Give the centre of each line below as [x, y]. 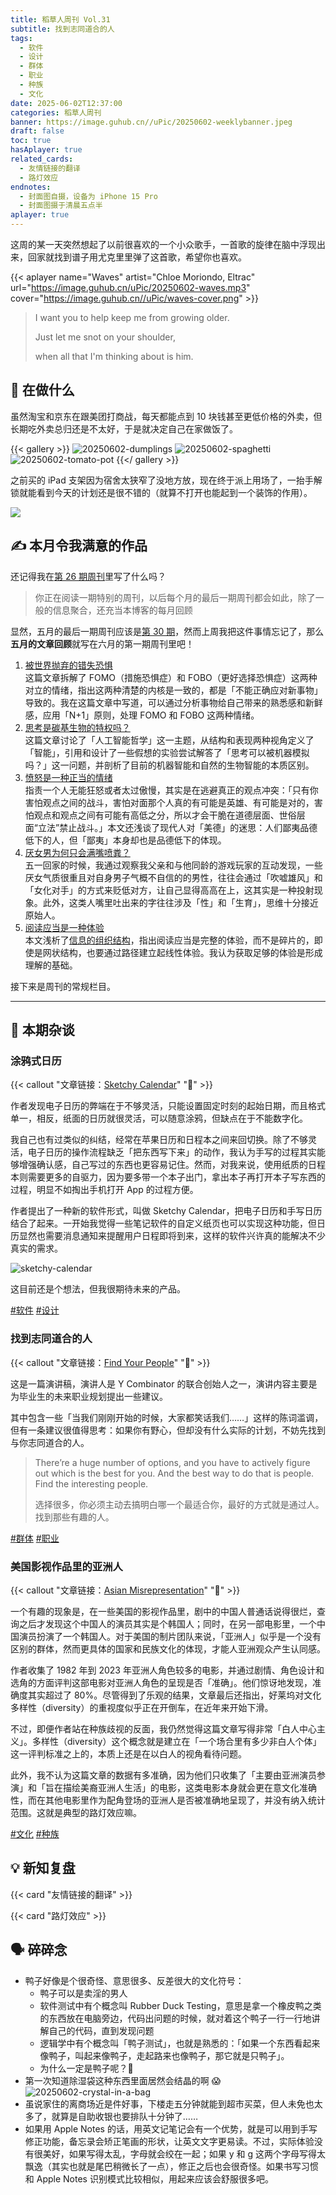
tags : [21, 38]
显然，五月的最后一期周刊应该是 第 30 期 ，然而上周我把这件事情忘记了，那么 [167, 631]
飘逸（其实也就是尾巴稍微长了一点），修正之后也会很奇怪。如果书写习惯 [171, 2166]
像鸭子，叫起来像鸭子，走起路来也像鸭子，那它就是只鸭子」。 [164, 2055]
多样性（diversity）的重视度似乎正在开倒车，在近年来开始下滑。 [142, 1707]
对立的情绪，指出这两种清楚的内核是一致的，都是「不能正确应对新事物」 [173, 690]
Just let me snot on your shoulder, [105, 337]
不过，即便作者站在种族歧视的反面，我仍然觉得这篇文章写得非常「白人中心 [163, 1728]
